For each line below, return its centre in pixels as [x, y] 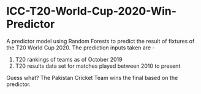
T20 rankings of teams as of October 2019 [69, 59]
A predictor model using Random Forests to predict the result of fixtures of [100, 41]
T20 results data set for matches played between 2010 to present [98, 66]
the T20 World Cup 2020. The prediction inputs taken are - [81, 48]
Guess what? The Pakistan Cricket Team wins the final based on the [92, 78]
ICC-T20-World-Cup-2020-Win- [91, 11]
